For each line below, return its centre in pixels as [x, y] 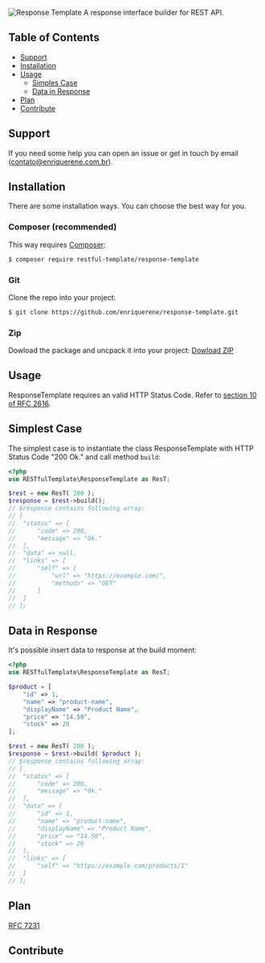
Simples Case [55, 82]
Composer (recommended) [63, 227]
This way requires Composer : [57, 245]
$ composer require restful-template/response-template [104, 259]
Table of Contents [54, 37]
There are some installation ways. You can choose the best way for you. [127, 206]
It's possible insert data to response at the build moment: [102, 650]
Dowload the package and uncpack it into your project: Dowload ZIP [121, 351]
